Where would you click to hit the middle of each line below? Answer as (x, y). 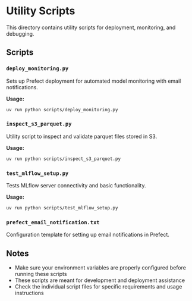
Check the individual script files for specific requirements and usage (98, 286)
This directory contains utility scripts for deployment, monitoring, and (91, 27)
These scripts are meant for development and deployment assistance (100, 280)
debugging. (20, 33)
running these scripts (41, 274)
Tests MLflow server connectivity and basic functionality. (76, 185)
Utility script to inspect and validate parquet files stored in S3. (82, 136)
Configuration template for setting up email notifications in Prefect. (88, 235)
